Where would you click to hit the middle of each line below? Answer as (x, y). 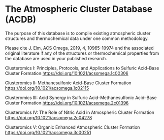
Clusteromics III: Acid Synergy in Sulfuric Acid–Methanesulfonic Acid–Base (81, 98)
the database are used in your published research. (56, 58)
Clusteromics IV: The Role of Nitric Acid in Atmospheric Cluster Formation (80, 112)
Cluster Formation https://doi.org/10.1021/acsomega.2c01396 (67, 103)
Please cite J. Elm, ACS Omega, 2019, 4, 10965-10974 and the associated (79, 48)
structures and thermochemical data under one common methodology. (77, 38)
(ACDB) (21, 19)
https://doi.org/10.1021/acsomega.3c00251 (48, 132)
